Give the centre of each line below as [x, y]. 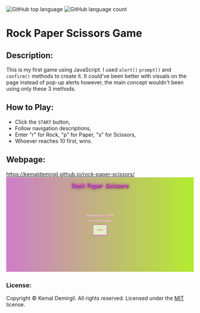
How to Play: [30, 108]
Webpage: [26, 160]
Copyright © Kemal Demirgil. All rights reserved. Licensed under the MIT [95, 298]
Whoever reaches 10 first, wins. [53, 141]
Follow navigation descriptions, [53, 128]
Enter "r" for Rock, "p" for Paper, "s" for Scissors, [75, 134]
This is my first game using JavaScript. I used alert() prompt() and [89, 70]
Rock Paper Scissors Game [74, 33]
